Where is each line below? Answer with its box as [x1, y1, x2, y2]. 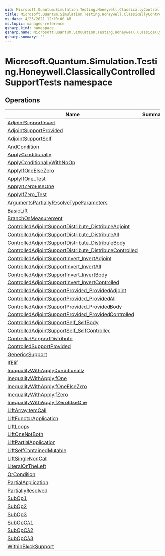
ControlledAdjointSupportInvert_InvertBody [7, 271, 108, 278]
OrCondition [7, 471, 36, 478]
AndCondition [7, 143, 39, 150]
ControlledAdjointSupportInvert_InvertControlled [7, 279, 119, 286]
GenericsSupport [7, 351, 48, 358]
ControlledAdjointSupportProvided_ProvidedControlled [7, 311, 134, 318]
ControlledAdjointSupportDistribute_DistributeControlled [7, 247, 138, 254]
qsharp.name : [5, 30, 32, 35]
